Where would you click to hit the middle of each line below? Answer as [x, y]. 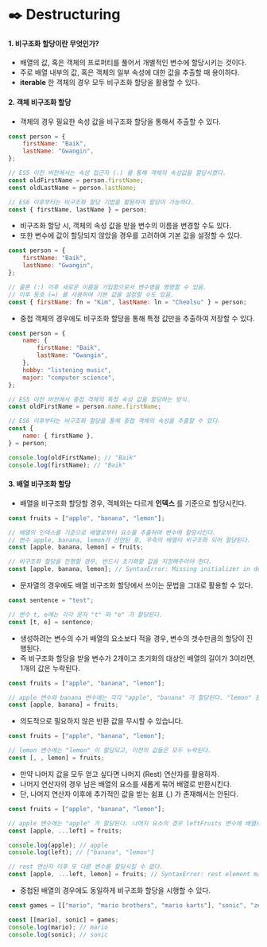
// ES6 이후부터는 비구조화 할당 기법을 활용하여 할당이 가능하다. [101, 202]
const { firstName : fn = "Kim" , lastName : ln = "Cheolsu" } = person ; [128, 302]
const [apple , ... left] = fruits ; [66, 831]
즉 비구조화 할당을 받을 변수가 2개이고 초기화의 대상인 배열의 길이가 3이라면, [137, 658]
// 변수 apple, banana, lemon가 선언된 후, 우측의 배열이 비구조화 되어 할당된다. [130, 540]
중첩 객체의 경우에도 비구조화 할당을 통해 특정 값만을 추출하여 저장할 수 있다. [137, 318]
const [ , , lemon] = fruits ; [56, 758]
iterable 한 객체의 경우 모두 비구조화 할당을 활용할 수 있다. [110, 83]
